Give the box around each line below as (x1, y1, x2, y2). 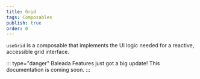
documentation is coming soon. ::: (6, 66, 91, 74)
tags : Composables (6, 14, 52, 20)
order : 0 (6, 25, 28, 32)
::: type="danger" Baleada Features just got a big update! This (6, 60, 160, 67)
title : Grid (6, 8, 36, 15)
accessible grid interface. (6, 48, 69, 56)
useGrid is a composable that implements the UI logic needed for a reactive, (6, 42, 195, 49)
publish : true (6, 20, 42, 26)
